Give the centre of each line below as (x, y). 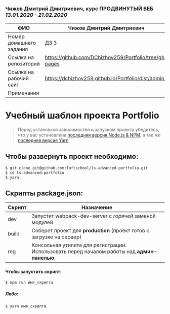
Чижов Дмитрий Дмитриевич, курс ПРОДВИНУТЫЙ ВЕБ (79, 9)
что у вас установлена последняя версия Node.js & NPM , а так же (89, 135)
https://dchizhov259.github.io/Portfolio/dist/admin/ (105, 79)
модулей (42, 222)
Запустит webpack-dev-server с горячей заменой (94, 216)
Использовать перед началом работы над (83, 252)
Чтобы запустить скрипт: (33, 272)
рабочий (18, 79)
